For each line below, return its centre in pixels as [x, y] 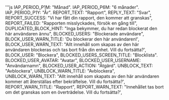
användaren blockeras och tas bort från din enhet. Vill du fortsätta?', [76, 50]
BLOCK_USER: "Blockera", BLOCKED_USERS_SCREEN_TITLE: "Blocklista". [81, 55]
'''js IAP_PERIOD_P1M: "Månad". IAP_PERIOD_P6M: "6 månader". [72, 7]
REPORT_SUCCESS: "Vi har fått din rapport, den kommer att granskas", [79, 18]
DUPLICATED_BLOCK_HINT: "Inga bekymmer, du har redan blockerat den [81, 28]
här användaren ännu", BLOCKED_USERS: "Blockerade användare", [75, 34]
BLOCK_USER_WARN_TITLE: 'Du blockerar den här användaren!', [72, 39]
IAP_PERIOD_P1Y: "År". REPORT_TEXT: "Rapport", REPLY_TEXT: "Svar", [78, 12]
